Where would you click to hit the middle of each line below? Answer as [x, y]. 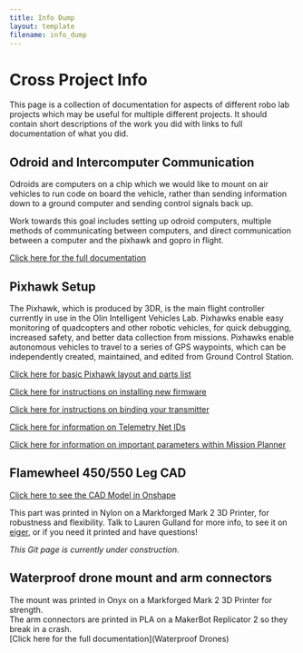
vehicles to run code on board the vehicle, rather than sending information [148, 194]
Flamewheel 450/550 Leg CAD [98, 473]
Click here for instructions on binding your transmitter [110, 409]
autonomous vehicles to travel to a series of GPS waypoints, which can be [148, 347]
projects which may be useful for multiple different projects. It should [138, 114]
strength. [26, 609]
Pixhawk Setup [53, 287]
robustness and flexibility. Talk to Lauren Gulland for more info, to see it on [148, 522]
